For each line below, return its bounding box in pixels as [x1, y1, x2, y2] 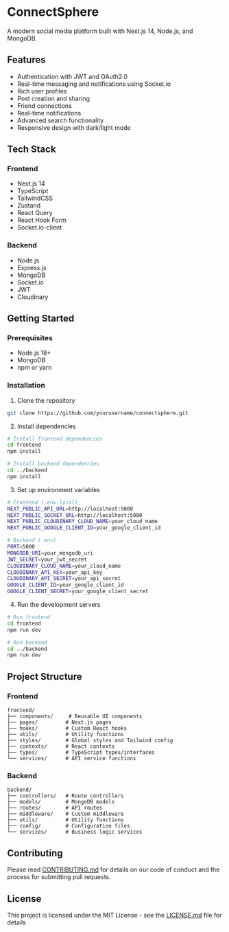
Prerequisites [7, 333, 53, 343]
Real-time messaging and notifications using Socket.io [16, 80, 171, 88]
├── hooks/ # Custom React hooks [7, 725, 128, 732]
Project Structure [7, 671, 82, 683]
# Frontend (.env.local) [7, 499, 78, 506]
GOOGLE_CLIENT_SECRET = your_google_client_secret [7, 588, 149, 595]
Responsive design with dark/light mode [16, 123, 132, 131]
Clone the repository [16, 396, 75, 404]
